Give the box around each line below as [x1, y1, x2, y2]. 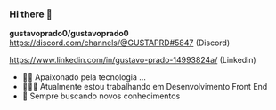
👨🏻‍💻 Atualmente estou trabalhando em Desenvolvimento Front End [21, 82, 268, 92]
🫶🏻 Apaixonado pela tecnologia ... [21, 72, 147, 82]
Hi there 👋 [9, 8, 53, 20]
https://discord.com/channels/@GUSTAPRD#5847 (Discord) [9, 37, 230, 48]
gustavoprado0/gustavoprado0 [9, 28, 129, 39]
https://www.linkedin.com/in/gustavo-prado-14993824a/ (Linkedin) [9, 55, 256, 66]
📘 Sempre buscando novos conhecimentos [21, 90, 181, 101]
